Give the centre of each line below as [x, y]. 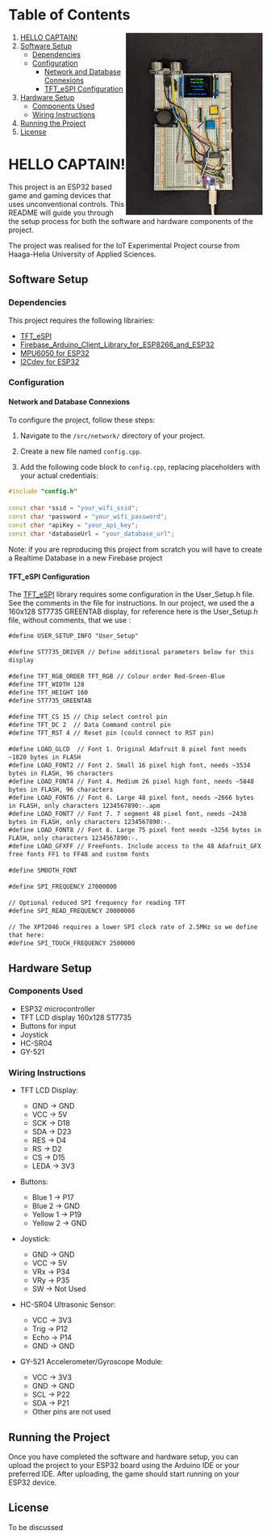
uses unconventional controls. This [67, 204]
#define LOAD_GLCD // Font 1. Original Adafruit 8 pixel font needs [128, 750]
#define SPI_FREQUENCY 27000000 [63, 887]
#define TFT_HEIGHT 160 [48, 693]
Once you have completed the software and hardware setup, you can [123, 1457]
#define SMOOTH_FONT [43, 871]
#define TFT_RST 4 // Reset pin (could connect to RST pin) [112, 734]
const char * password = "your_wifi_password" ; [88, 517]
